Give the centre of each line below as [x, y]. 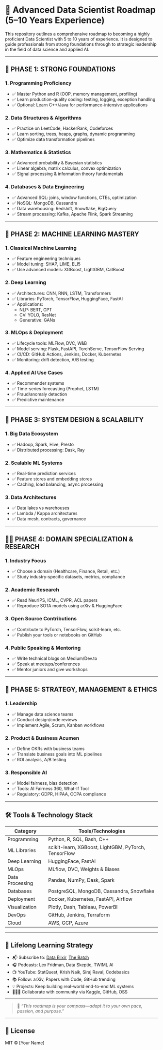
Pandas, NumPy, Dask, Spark [81, 880]
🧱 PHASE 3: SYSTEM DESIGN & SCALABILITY [74, 420]
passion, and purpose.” [40, 1011]
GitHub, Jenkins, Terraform [79, 915]
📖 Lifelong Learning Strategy [49, 945]
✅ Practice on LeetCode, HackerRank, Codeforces [62, 128]
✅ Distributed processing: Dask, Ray [48, 450]
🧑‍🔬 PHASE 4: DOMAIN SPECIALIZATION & [69, 539]
